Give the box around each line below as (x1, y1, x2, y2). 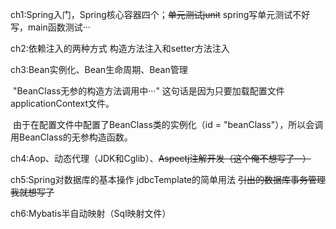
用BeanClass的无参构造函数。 (10, 131, 133, 143)
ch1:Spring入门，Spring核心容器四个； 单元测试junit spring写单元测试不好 (10, 9, 311, 20)
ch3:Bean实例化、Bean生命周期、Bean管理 (10, 64, 188, 75)
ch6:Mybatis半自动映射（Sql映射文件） (10, 208, 172, 219)
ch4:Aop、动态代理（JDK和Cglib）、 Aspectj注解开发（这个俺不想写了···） (10, 153, 312, 164)
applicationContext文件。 (10, 98, 115, 109)
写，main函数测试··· (10, 21, 91, 33)
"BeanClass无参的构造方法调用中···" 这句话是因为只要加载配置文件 (12, 85, 285, 97)
